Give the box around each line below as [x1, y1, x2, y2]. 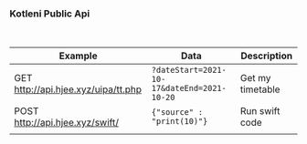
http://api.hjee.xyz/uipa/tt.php [14, 83, 142, 96]
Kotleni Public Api [9, 7, 90, 20]
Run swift [239, 105, 281, 118]
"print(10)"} [151, 117, 208, 127]
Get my [239, 72, 271, 85]
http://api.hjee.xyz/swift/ [14, 117, 119, 129]
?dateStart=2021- [151, 65, 227, 76]
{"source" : [151, 108, 204, 118]
